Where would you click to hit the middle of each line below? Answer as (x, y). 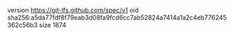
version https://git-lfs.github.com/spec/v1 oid (73, 10)
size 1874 (53, 25)
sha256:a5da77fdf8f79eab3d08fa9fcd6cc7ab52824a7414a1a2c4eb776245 (117, 17)
